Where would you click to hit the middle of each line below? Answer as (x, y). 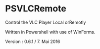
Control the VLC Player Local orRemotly (46, 22)
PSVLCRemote (36, 9)
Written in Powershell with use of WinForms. (50, 32)
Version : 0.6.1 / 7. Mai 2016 (33, 41)
